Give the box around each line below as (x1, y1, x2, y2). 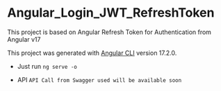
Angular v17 (7, 35, 41, 43)
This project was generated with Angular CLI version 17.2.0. (7, 49, 177, 57)
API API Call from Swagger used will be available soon (17, 75, 182, 84)
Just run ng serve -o (17, 62, 78, 70)
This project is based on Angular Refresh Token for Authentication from (7, 28, 212, 36)
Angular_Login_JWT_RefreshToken (7, 5, 215, 21)
